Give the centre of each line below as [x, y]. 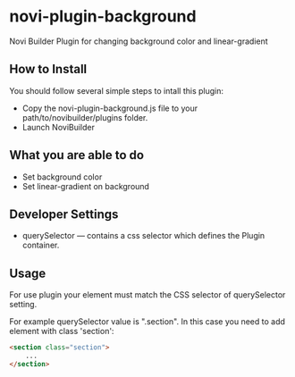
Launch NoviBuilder [59, 127]
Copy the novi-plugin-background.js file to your [110, 108]
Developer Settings [64, 214]
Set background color [62, 177]
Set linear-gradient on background [86, 186]
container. [41, 245]
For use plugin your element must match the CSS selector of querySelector [147, 295]
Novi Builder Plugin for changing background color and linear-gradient [139, 41]
